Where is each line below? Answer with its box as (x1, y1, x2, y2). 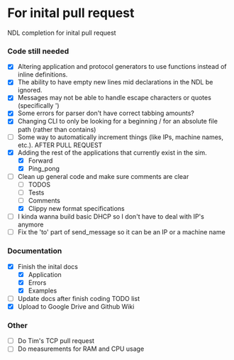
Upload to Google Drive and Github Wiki (17, 302, 135, 310)
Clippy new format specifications (28, 204, 126, 213)
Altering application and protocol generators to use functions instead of (17, 62, 227, 71)
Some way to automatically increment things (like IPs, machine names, (17, 133, 224, 141)
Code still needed (7, 46, 69, 56)
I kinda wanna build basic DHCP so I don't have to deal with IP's (17, 212, 204, 221)
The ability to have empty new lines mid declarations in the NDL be (17, 78, 213, 87)
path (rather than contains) (17, 125, 96, 133)
